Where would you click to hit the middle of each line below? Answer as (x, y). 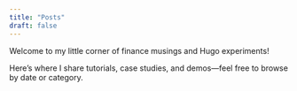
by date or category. (47, 77)
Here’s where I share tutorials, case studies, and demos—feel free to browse (148, 68)
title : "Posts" (37, 17)
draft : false (33, 26)
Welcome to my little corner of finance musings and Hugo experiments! (139, 50)
